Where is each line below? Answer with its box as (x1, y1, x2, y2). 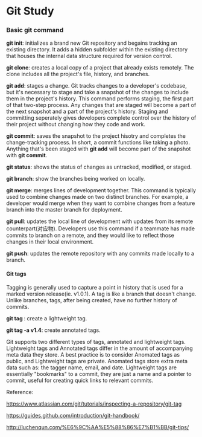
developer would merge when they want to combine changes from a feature (6, 199, 195, 207)
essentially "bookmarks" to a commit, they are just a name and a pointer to (6, 370, 192, 377)
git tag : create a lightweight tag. (6, 314, 87, 322)
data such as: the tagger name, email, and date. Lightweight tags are (6, 364, 177, 371)
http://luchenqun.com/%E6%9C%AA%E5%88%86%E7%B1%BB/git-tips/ (6, 423, 189, 430)
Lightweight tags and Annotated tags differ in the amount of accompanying (6, 345, 193, 352)
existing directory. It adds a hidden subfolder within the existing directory (6, 46, 188, 53)
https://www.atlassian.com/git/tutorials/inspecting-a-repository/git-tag (6, 400, 182, 407)
